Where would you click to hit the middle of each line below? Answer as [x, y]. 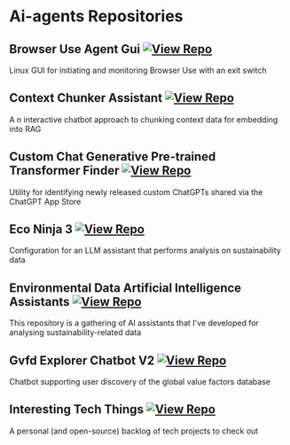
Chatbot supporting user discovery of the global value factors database [140, 382]
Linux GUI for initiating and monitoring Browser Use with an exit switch [138, 70]
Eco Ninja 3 [41, 229]
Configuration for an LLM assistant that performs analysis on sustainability [145, 251]
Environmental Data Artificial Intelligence [125, 288]
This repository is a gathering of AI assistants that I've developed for [134, 323]
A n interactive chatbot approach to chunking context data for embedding [144, 119]
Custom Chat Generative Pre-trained [113, 157]
